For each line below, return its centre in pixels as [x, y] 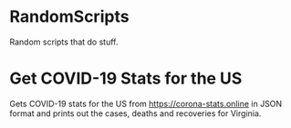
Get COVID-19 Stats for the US [126, 79]
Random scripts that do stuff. [64, 42]
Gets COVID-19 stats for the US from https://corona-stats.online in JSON [146, 103]
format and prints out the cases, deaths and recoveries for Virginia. [135, 113]
